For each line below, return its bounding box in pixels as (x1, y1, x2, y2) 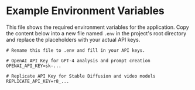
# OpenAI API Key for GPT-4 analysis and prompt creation (6, 58, 150, 64)
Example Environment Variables (6, 4, 165, 18)
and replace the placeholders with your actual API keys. (6, 36, 141, 43)
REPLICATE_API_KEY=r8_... (6, 78, 69, 84)
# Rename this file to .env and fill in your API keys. (6, 47, 145, 54)
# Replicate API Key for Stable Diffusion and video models (6, 73, 156, 79)
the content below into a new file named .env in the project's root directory (6, 29, 187, 36)
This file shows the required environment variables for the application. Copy (6, 24, 189, 31)
